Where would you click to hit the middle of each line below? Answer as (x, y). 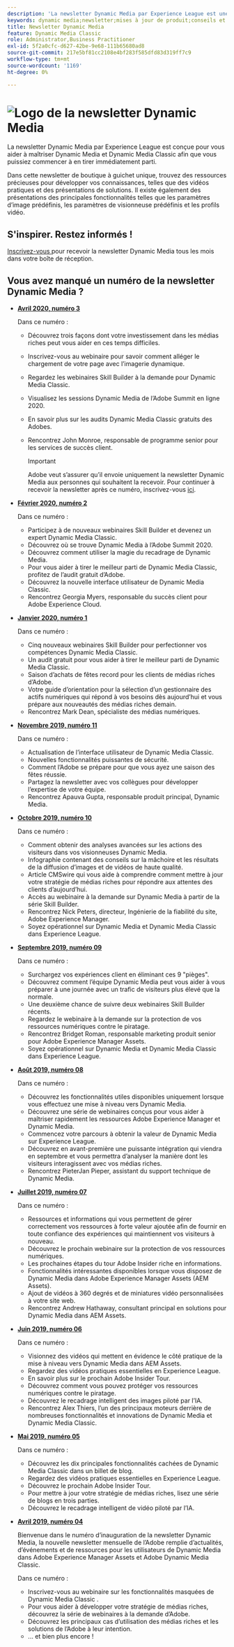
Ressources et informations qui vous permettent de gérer (110, 1219)
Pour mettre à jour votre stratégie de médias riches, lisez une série (123, 1493)
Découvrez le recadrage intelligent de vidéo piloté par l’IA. (111, 1508)
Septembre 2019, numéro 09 (60, 948)
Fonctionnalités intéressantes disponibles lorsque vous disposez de (125, 1271)
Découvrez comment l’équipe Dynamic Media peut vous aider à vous (126, 982)
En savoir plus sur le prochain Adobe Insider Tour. (99, 1378)
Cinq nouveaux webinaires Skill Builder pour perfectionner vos (117, 645)
